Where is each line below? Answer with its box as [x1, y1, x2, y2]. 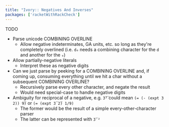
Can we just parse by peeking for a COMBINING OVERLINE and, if [12, 68, 150, 74]
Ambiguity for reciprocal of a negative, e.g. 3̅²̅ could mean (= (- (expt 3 [12, 94, 164, 101]
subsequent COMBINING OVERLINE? [12, 79, 90, 85]
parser [20, 110, 34, 116]
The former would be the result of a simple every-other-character [20, 105, 156, 111]
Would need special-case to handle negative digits [20, 89, 126, 95]
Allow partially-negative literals [12, 57, 77, 63]
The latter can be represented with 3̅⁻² [20, 116, 100, 122]
